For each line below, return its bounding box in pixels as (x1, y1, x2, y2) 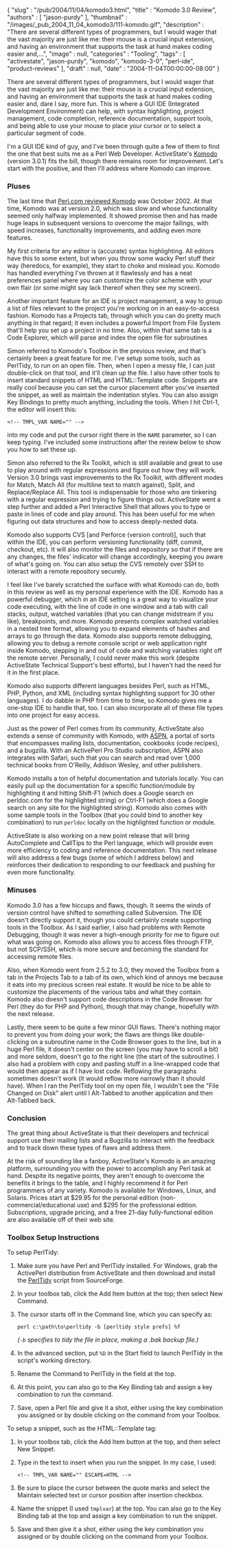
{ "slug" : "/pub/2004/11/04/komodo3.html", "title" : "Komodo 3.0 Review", (7, 6, 217, 14)
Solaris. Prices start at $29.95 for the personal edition (7, 1193, 159, 1201)
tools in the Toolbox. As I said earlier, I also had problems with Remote (7, 923, 205, 931)
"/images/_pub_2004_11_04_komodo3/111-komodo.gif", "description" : (7, 21, 205, 28)
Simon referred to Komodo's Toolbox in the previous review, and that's (7, 347, 207, 355)
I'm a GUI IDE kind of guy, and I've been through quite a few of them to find (7, 143, 220, 150)
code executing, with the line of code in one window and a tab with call (7, 603, 208, 611)
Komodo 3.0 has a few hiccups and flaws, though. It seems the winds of (7, 901, 211, 909)
